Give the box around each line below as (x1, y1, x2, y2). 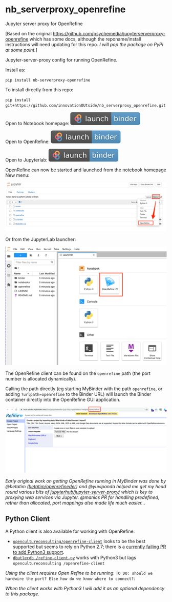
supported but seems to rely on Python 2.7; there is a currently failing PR (12, 544, 166, 550)
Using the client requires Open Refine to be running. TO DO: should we (5, 570, 153, 576)
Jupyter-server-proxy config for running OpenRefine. (5, 56, 118, 63)
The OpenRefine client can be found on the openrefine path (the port (5, 370, 151, 376)
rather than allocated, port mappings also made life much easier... (5, 499, 145, 506)
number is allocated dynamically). (5, 376, 77, 382)
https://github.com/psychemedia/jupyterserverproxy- (53, 30, 165, 36)
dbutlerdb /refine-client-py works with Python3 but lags (12, 554, 137, 560)
